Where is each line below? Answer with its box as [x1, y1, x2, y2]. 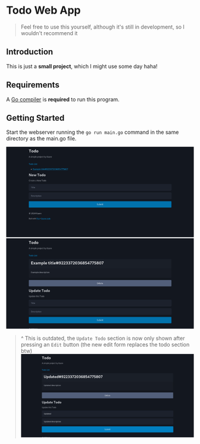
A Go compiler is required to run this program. [6, 96, 120, 103]
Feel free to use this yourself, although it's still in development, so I [20, 23, 185, 30]
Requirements [6, 80, 60, 90]
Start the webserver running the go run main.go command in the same [6, 129, 179, 136]
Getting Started [6, 112, 65, 123]
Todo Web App [6, 4, 81, 17]
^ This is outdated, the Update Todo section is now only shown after [20, 334, 185, 342]
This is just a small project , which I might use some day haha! [6, 62, 158, 70]
